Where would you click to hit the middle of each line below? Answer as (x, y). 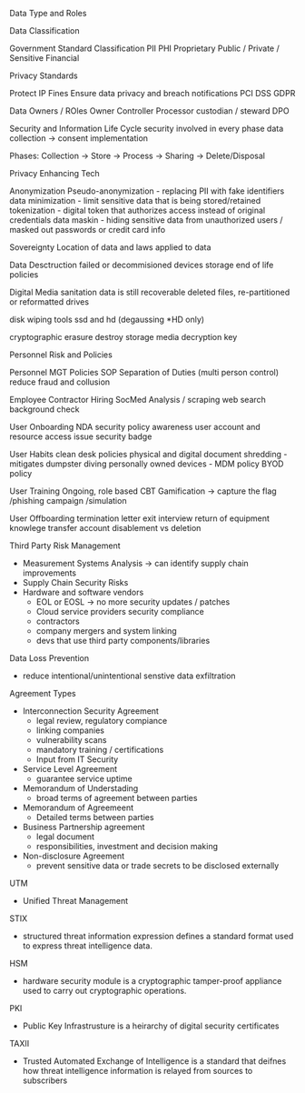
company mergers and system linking (106, 631)
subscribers (45, 1080)
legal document (65, 837)
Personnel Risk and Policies (61, 355)
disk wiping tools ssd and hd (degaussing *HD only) (107, 319)
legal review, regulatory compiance (102, 721)
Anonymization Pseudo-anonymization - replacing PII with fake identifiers (147, 191)
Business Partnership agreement (84, 827)
